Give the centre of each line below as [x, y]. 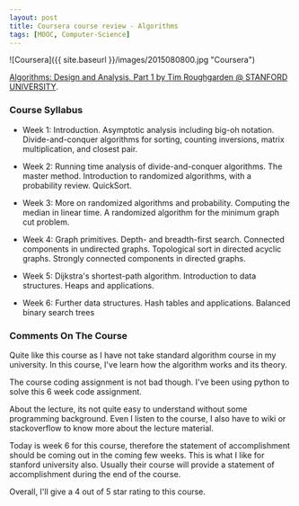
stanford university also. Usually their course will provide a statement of [142, 465]
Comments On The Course [69, 335]
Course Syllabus [46, 111]
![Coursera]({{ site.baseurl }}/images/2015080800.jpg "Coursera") [132, 60]
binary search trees [58, 312]
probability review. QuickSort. [77, 185]
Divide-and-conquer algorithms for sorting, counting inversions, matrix [153, 139]
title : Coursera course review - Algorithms [94, 26]
